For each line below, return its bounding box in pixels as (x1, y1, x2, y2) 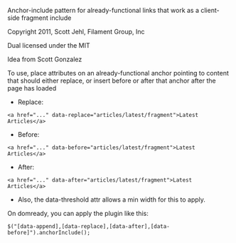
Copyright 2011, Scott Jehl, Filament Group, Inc (7, 28, 145, 36)
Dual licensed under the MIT (7, 41, 90, 49)
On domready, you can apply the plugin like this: (7, 210, 149, 217)
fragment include (21, 14, 72, 22)
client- (200, 6, 220, 14)
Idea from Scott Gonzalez (7, 55, 82, 63)
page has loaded (7, 84, 57, 92)
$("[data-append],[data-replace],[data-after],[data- (7, 223, 171, 230)
